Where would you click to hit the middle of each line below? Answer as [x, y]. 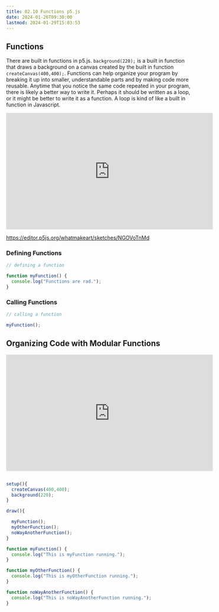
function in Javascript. [33, 105]
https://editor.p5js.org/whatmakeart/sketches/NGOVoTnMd [78, 238]
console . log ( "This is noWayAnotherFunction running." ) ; [81, 598]
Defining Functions [34, 253]
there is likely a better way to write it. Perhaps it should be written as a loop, [98, 92]
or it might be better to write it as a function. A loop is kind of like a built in [96, 99]
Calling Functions [32, 302]
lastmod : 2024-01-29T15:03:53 [43, 22]
